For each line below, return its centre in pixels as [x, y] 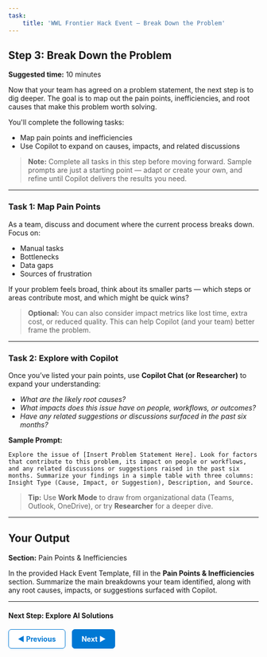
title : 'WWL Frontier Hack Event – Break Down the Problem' [124, 23]
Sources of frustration [56, 273]
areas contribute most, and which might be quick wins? [99, 297]
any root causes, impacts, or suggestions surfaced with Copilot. [113, 590]
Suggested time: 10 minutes [55, 75]
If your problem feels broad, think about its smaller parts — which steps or [130, 289]
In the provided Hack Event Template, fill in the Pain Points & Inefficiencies [132, 573]
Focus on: [25, 233]
